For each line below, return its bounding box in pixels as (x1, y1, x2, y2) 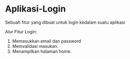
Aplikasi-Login (5, 3, 66, 15)
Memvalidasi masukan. (12, 43, 59, 49)
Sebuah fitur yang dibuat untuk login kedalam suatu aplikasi (5, 19, 126, 25)
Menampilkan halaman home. (12, 48, 72, 54)
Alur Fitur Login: (5, 29, 38, 34)
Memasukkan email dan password (12, 38, 82, 44)
